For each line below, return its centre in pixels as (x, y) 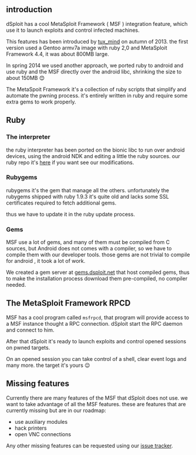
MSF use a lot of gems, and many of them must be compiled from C (88, 242)
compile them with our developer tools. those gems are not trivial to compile (98, 255)
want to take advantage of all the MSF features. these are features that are (96, 404)
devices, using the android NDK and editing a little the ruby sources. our (93, 156)
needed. (16, 285)
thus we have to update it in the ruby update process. (70, 214)
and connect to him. (30, 330)
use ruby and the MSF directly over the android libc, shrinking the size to (94, 71)
